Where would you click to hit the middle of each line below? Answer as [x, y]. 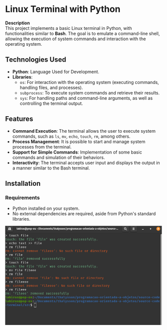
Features [19, 119]
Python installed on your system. [46, 208]
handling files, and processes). [51, 87]
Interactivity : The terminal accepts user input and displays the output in [86, 163]
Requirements [23, 197]
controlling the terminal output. [51, 103]
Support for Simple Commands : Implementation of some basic [77, 152]
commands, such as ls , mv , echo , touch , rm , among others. [71, 136]
